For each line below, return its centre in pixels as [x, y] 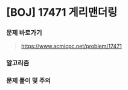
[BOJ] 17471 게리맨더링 [62, 12]
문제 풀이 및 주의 [28, 81]
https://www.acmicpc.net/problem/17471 [71, 47]
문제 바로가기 [24, 33]
